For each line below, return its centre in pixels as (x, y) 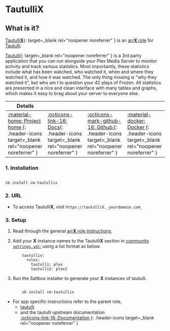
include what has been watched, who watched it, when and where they (79, 72)
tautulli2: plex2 (49, 269)
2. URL (13, 196)
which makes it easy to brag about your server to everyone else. (72, 93)
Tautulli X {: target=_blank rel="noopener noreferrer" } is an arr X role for (79, 40)
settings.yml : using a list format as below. (57, 246)
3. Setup (16, 220)
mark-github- (104, 121)
